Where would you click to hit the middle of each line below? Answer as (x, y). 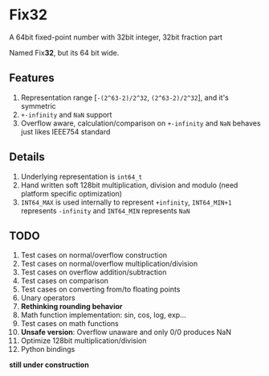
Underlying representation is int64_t (82, 176)
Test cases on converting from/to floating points (100, 289)
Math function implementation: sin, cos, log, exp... (104, 315)
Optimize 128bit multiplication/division (84, 341)
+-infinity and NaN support (66, 114)
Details (27, 157)
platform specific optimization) (71, 193)
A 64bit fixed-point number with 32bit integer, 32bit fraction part (116, 37)
